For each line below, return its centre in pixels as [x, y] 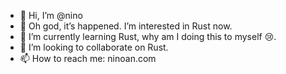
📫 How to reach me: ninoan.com [88, 58]
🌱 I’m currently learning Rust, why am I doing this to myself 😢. [148, 36]
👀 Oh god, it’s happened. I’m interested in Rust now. [126, 26]
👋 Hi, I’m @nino [51, 15]
